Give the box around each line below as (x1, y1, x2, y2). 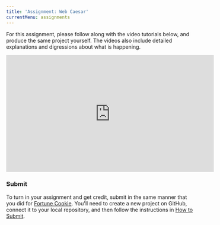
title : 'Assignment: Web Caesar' (6, 8, 89, 15)
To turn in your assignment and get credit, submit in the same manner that (6, 194, 187, 201)
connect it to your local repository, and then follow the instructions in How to (6, 206, 193, 213)
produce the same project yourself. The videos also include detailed (6, 37, 173, 44)
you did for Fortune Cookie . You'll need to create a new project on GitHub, (6, 199, 187, 207)
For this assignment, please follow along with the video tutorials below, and (6, 30, 190, 37)
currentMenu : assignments (6, 14, 70, 20)
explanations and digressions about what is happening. (6, 43, 141, 50)
